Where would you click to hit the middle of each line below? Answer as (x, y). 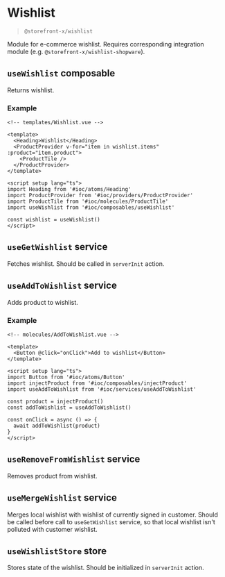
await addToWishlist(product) (57, 426)
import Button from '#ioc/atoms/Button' (66, 377)
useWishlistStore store (57, 551)
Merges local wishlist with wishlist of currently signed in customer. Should (112, 515)
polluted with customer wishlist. (53, 529)
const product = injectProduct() (55, 401)
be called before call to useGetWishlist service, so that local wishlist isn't (111, 521)
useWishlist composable (61, 73)
